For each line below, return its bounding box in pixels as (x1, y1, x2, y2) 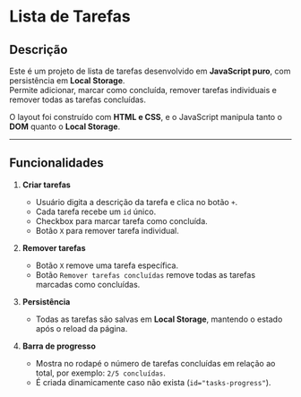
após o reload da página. (35, 323, 128, 333)
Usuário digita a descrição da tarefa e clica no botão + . (35, 196, 238, 207)
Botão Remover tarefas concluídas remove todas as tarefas (35, 269, 256, 280)
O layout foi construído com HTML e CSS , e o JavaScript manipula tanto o (9, 112, 282, 122)
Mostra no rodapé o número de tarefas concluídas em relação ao (35, 358, 276, 368)
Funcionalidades (9, 155, 105, 171)
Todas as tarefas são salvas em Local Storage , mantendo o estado (35, 314, 283, 324)
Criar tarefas (21, 179, 72, 190)
